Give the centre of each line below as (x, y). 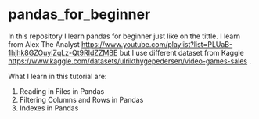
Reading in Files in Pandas (62, 91)
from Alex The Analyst (44, 44)
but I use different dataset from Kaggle (182, 52)
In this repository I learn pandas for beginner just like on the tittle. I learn (124, 36)
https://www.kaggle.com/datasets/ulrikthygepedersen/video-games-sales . (130, 61)
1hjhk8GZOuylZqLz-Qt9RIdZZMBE (63, 52)
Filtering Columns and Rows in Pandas (81, 99)
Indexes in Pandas (49, 108)
